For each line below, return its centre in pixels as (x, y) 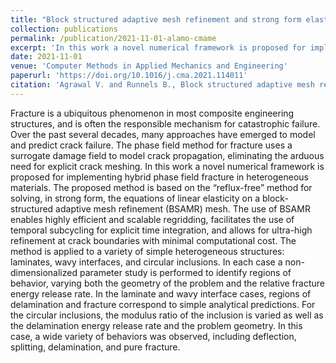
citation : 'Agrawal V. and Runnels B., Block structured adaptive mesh (162, 85)
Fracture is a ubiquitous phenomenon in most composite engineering (152, 113)
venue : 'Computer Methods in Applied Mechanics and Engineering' (149, 66)
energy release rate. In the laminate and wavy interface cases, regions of (161, 293)
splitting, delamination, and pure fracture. (95, 347)
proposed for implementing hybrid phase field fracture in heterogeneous (160, 177)
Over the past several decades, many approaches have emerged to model (163, 134)
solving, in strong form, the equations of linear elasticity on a (135, 198)
